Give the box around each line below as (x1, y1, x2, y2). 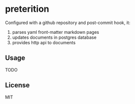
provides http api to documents (12, 39, 76, 45)
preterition (5, 3, 50, 15)
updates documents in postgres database (12, 34, 97, 40)
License (5, 81, 30, 89)
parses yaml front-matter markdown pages (12, 29, 99, 35)
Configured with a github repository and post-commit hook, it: (5, 20, 131, 26)
